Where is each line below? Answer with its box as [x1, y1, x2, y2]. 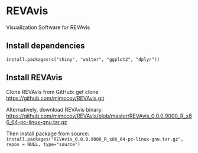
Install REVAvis [6, 73, 63, 83]
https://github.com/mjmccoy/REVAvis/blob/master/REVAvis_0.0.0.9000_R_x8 [6, 112, 192, 119]
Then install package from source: [6, 130, 90, 137]
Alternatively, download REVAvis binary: [6, 106, 103, 113]
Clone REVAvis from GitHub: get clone [6, 88, 99, 95]
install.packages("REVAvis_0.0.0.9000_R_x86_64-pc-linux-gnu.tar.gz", [6, 136, 184, 142]
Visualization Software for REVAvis [6, 24, 90, 31]
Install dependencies [6, 41, 85, 51]
